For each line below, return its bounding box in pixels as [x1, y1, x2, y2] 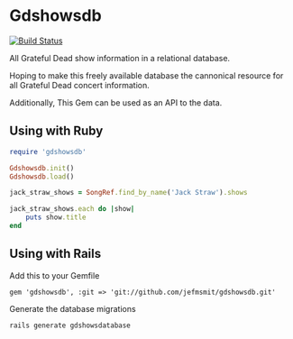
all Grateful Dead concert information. [9, 79, 151, 90]
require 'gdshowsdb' [9, 147, 87, 156]
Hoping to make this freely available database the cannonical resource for [9, 69, 284, 81]
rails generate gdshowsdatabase [9, 321, 131, 330]
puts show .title [25, 213, 87, 222]
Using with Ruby [9, 124, 104, 139]
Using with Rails [9, 246, 102, 261]
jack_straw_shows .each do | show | [9, 205, 135, 214]
